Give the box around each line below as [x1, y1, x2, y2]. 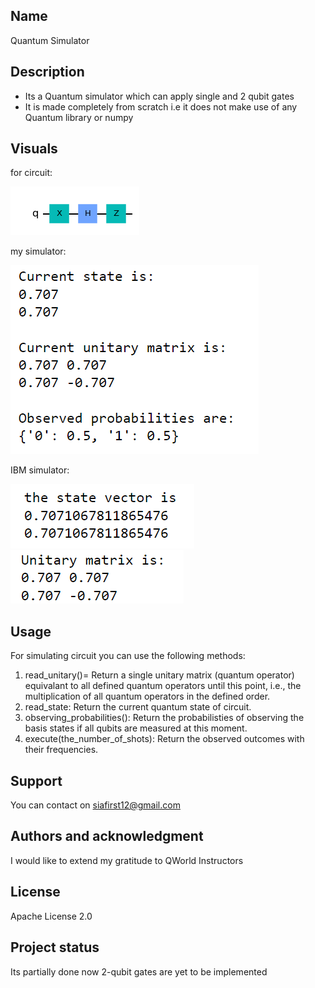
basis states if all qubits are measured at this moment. [24, 722, 248, 734]
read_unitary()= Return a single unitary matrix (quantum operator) [24, 669, 295, 681]
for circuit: [10, 167, 53, 179]
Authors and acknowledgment [10, 828, 204, 845]
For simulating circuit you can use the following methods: [10, 650, 246, 662]
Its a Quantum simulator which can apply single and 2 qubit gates [24, 90, 295, 102]
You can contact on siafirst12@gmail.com [10, 799, 181, 811]
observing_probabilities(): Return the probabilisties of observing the [24, 712, 305, 724]
